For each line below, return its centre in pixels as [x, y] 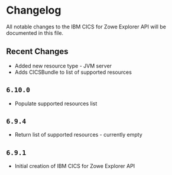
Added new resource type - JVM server [63, 66]
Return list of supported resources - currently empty [79, 135]
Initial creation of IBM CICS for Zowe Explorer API [75, 166]
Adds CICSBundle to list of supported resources [73, 72]
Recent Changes [38, 52]
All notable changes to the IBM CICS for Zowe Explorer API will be [86, 27]
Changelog [34, 10]
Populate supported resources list [56, 103]
